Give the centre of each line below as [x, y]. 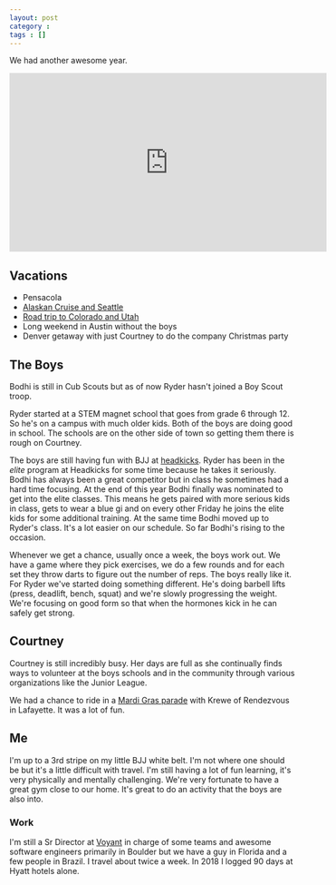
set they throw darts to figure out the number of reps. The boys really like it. [151, 574]
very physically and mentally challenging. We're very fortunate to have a [144, 779]
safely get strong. [42, 613]
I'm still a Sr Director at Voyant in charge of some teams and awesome [140, 841]
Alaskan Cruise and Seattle [73, 307]
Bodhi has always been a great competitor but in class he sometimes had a [149, 479]
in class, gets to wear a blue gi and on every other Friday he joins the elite [147, 508]
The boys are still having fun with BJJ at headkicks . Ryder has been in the [147, 460]
